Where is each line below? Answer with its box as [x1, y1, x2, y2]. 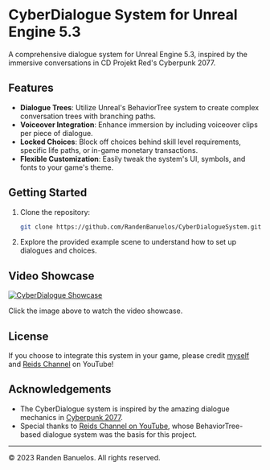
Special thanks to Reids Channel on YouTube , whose [19, 421, 194, 431]
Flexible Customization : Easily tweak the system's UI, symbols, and [19, 154, 246, 163]
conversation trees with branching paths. [19, 111, 157, 121]
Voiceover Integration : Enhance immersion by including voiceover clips [19, 119, 259, 130]
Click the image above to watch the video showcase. [8, 306, 183, 315]
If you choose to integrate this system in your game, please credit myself [8, 351, 250, 361]
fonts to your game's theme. [19, 163, 114, 172]
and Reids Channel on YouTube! [8, 360, 114, 369]
